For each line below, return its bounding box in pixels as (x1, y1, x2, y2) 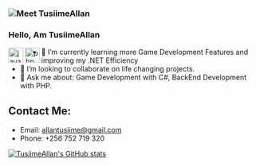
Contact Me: (8, 104, 72, 118)
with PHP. (19, 81, 53, 91)
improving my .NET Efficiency (41, 56, 139, 65)
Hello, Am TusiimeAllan (8, 29, 100, 40)
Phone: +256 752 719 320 (19, 133, 105, 143)
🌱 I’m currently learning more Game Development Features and (41, 48, 249, 57)
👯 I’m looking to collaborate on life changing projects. (19, 64, 195, 74)
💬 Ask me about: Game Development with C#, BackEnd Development (19, 72, 247, 83)
